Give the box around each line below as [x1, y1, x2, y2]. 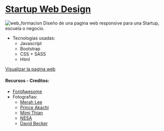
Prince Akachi [20, 104, 49, 110]
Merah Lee [20, 99, 43, 105]
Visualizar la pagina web [5, 66, 56, 72]
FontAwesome [12, 88, 43, 94]
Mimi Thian [20, 110, 44, 116]
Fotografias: [12, 94, 38, 100]
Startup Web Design [5, 3, 91, 15]
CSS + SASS [20, 51, 46, 57]
